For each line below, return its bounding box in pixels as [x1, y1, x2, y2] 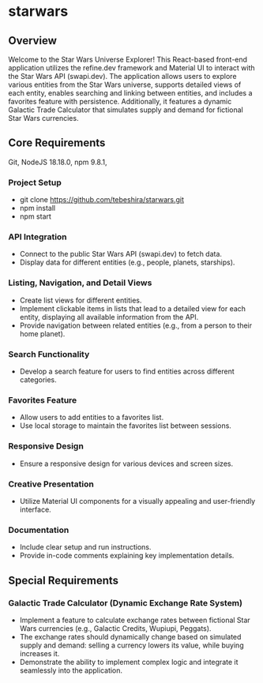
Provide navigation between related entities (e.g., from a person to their [19, 321, 253, 330]
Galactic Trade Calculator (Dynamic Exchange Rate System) [8, 597, 243, 608]
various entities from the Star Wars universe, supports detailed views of [8, 80, 242, 89]
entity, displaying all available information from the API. [19, 312, 199, 321]
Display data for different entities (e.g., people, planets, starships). [19, 257, 235, 267]
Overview [8, 34, 58, 47]
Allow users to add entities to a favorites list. [19, 413, 164, 422]
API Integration [8, 231, 67, 242]
